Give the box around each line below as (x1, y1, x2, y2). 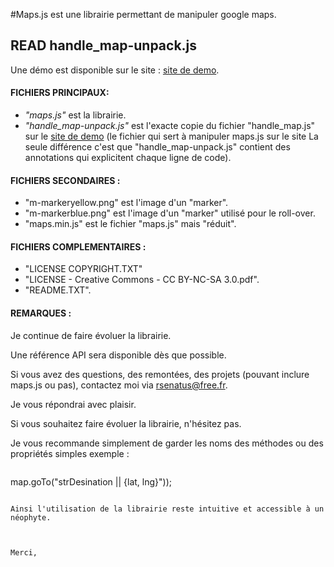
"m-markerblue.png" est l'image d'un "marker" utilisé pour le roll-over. (24, 207, 316, 219)
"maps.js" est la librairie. (24, 109, 127, 121)
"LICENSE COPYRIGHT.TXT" (24, 263, 143, 275)
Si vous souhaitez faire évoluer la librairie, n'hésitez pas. (10, 417, 242, 429)
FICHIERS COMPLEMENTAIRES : (10, 240, 147, 253)
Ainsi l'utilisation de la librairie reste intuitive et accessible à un (10, 504, 325, 514)
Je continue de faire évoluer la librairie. (10, 329, 172, 341)
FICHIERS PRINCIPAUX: (10, 87, 110, 99)
